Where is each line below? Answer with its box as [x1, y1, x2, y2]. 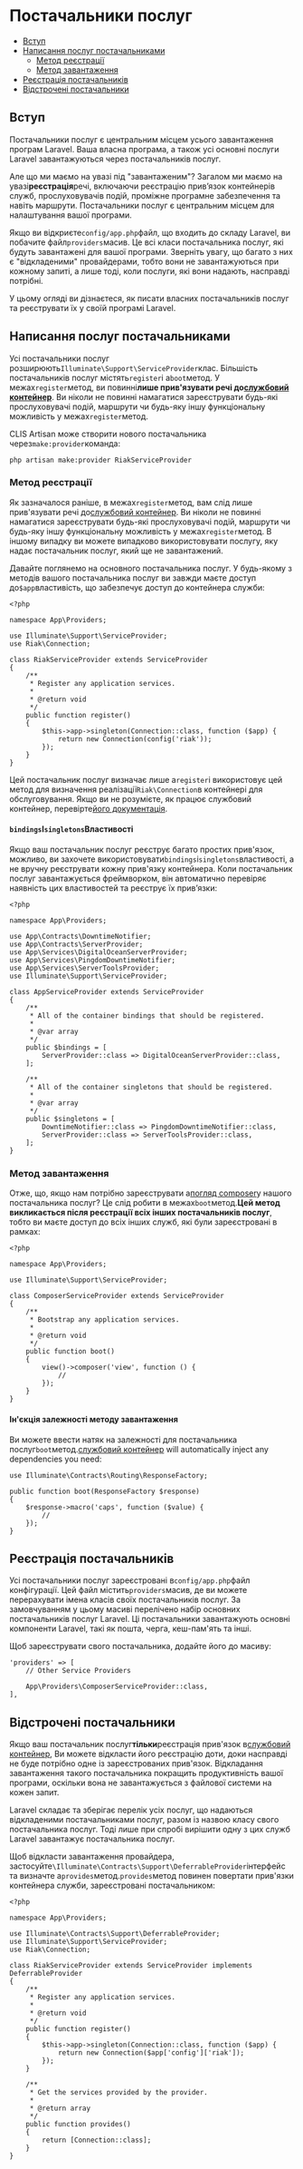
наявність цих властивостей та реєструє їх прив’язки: [9, 883, 218, 894]
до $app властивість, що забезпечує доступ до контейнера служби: [9, 581, 265, 592]
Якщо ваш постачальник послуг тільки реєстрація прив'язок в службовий [9, 1739, 291, 1750]
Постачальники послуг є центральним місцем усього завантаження [9, 133, 274, 145]
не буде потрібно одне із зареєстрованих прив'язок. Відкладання [9, 1758, 264, 1769]
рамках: [9, 1226, 41, 1237]
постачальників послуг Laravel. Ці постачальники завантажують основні [9, 1614, 291, 1625]
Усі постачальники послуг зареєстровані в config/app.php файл [9, 1575, 251, 1586]
